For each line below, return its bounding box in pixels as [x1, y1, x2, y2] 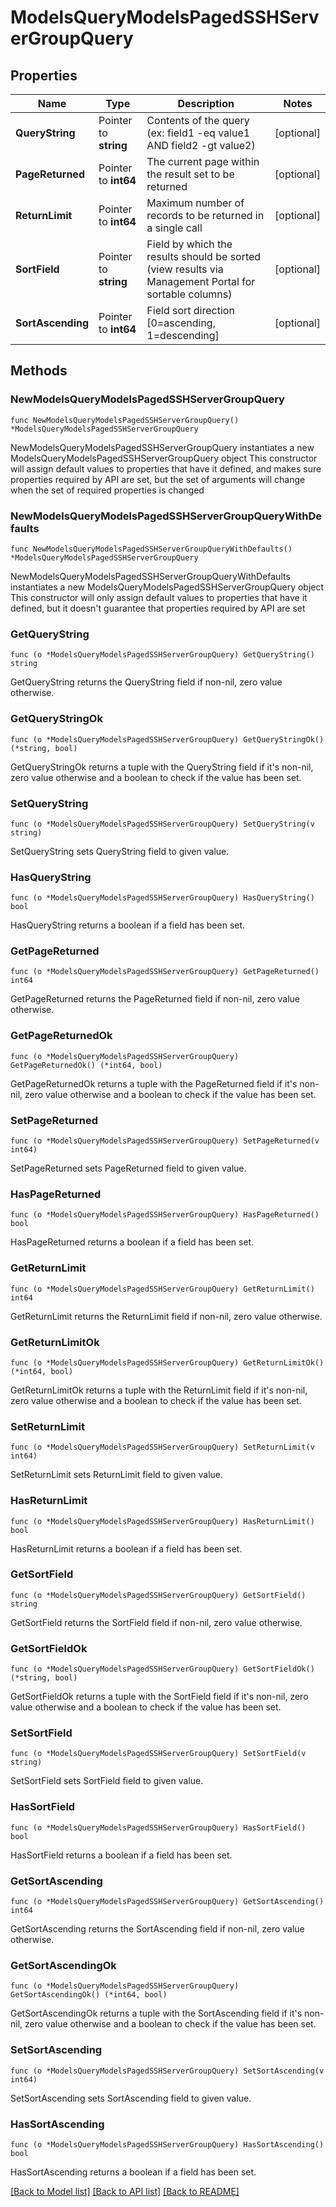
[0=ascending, [146, 316, 216, 330]
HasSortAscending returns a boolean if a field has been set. [10, 2166, 257, 2178]
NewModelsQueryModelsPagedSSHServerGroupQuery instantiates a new [10, 441, 315, 453]
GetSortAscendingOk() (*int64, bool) [10, 1990, 168, 2000]
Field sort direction [146, 304, 235, 317]
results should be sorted [146, 250, 262, 263]
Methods [10, 362, 68, 380]
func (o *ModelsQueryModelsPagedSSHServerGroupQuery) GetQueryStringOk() [10, 734, 325, 745]
